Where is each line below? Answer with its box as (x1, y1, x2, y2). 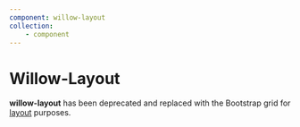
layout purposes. (9, 107, 71, 118)
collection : (9, 21, 54, 30)
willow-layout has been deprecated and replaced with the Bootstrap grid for (9, 97, 291, 108)
